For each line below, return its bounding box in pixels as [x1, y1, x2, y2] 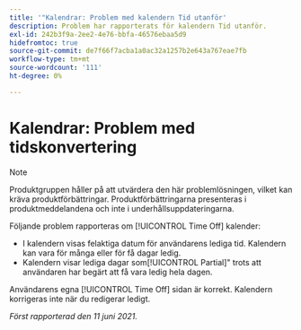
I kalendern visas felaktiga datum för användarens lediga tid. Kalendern [22, 238, 287, 248]
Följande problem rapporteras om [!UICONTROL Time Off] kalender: [9, 221, 261, 231]
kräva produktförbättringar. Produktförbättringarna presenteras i [9, 194, 247, 204]
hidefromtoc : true [9, 38, 78, 48]
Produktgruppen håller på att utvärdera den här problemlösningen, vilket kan [9, 184, 293, 195]
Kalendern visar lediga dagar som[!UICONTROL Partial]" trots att [22, 256, 262, 267]
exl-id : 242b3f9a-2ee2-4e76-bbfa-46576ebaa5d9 [9, 30, 187, 39]
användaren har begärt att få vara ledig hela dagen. [22, 266, 213, 277]
